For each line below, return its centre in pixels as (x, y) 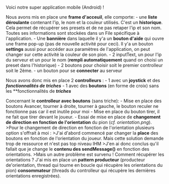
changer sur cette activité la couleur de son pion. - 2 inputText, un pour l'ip (84, 54)
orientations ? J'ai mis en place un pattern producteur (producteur (75, 160)
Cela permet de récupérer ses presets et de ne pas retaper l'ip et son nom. (84, 28)
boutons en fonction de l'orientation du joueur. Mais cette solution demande (85, 138)
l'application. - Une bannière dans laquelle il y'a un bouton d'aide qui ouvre (85, 38)
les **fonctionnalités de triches (38, 91)
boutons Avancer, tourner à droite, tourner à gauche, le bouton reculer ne (82, 106)
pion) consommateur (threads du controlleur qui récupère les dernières (81, 170)
